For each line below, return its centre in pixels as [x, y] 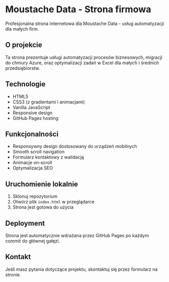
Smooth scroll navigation [39, 152]
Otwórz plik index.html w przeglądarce [54, 202]
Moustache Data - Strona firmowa [78, 9]
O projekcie [24, 45]
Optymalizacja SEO [33, 168]
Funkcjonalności [32, 134]
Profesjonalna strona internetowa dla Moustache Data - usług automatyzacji [84, 23]
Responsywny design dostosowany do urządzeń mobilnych [75, 146]
